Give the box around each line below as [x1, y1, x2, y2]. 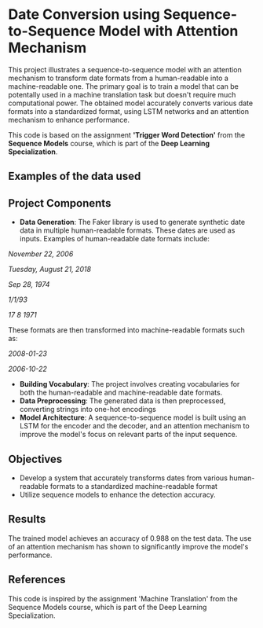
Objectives [8, 452, 63, 465]
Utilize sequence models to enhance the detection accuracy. [19, 490, 216, 499]
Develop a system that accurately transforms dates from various [19, 473, 228, 483]
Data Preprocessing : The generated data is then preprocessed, [19, 396, 226, 406]
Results [8, 512, 46, 526]
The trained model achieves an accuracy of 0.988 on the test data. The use [8, 533, 252, 543]
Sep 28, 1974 [8, 280, 50, 289]
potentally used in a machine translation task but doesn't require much [8, 90, 236, 99]
